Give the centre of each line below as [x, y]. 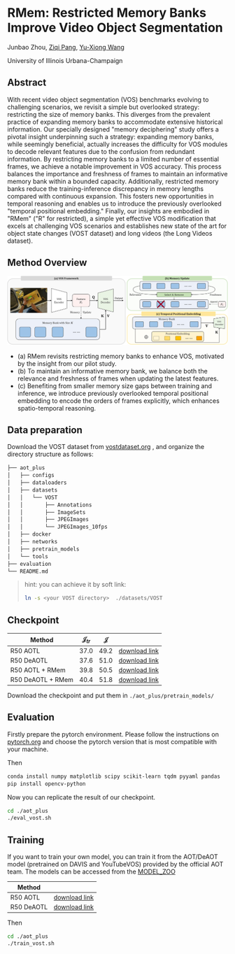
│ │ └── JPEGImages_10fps [58, 527]
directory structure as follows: [50, 454]
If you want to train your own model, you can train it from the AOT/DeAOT [113, 857]
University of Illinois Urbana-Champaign [65, 60]
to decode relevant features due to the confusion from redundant [101, 151]
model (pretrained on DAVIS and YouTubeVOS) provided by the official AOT [115, 864]
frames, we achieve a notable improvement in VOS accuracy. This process [114, 166]
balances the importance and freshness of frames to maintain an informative [117, 173]
